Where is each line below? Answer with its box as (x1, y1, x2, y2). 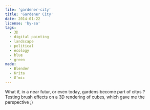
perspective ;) (5, 99, 33, 105)
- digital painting (9, 35, 49, 40)
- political (9, 44, 34, 48)
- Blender (9, 66, 29, 71)
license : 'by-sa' (5, 21, 41, 26)
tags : (5, 25, 16, 30)
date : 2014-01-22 (5, 16, 41, 21)
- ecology (9, 48, 29, 53)
